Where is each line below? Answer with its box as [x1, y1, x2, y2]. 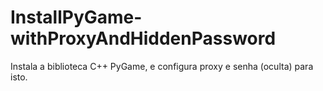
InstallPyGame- [10, 6, 143, 29]
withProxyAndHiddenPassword [10, 27, 277, 50]
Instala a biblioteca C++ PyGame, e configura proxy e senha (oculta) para [10, 60, 314, 72]
